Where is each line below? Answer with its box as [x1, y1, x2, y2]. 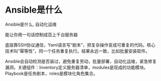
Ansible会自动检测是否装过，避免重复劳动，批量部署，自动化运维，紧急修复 [5, 58, 157, 64]
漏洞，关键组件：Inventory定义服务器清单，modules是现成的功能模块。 [5, 64, 148, 70]
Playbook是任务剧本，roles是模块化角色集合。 [5, 70, 98, 76]
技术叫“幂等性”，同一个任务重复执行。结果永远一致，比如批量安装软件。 [5, 48, 150, 54]
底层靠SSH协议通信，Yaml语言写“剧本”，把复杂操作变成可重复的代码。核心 [5, 42, 156, 48]
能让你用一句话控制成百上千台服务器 [5, 32, 78, 37]
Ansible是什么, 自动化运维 [5, 21, 57, 27]
